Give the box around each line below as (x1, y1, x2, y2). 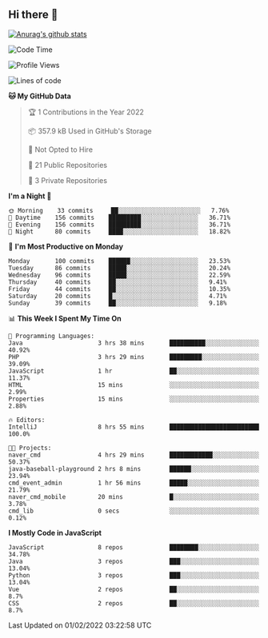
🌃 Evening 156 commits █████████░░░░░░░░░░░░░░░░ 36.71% (8, 221, 230, 229)
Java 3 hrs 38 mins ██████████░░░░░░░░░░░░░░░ (8, 339, 260, 347)
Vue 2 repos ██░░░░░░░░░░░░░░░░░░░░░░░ (8, 585, 260, 593)
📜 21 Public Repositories (27, 160, 108, 169)
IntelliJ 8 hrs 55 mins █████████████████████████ (8, 423, 260, 431)
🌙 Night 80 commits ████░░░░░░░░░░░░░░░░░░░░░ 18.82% (8, 227, 230, 236)
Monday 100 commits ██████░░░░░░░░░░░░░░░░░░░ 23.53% (8, 257, 230, 265)
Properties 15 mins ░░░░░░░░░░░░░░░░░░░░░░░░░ (8, 395, 260, 403)
